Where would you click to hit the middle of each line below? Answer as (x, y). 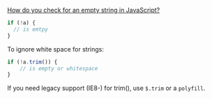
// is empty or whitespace (59, 68)
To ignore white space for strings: (56, 49)
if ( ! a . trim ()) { (32, 62)
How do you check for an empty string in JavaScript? (84, 10)
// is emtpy (31, 29)
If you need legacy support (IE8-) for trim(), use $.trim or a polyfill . (106, 88)
